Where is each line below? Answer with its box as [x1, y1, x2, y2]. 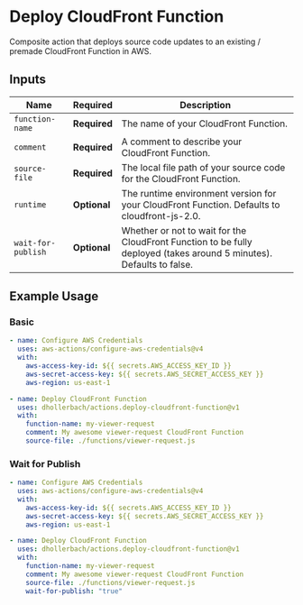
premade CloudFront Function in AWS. [9, 45, 151, 56]
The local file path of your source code [121, 160, 286, 173]
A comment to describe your [121, 135, 243, 148]
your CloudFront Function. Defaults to [121, 198, 280, 211]
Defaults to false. [121, 258, 194, 270]
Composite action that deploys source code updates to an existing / [9, 36, 262, 47]
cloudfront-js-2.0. [121, 209, 201, 222]
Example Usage [9, 289, 99, 304]
